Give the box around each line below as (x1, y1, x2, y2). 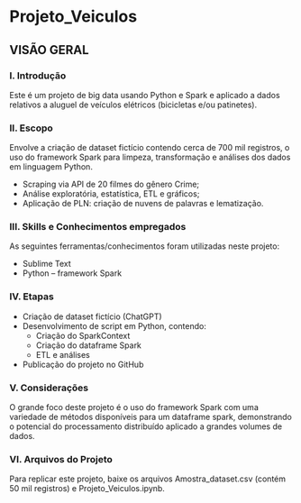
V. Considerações (9, 381, 88, 394)
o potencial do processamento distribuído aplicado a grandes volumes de (9, 421, 282, 432)
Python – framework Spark (22, 268, 123, 279)
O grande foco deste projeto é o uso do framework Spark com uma (9, 402, 259, 413)
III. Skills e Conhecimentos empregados (9, 221, 187, 233)
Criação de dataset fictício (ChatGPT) (22, 311, 162, 322)
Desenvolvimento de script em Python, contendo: (22, 320, 207, 331)
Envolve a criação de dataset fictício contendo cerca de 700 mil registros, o (9, 142, 290, 153)
